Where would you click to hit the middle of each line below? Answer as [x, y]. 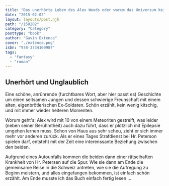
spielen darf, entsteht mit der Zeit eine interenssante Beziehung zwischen [81, 142]
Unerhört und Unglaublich [47, 82]
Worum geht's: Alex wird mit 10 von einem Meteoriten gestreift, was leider [82, 120]
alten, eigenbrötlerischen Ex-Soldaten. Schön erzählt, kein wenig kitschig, [82, 105]
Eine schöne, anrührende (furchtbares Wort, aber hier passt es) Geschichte [83, 95]
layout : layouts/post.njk [32, 19]
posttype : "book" [23, 33]
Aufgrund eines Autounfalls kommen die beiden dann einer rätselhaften [79, 157]
